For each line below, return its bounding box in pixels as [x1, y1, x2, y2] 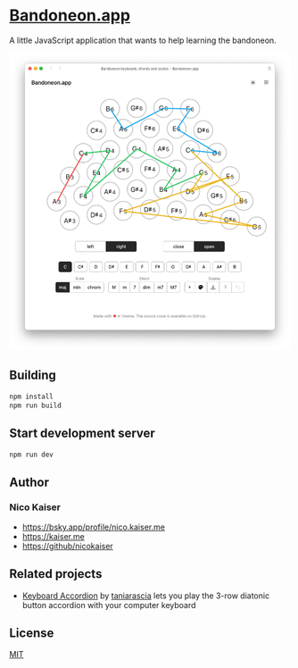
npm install [9, 392, 54, 402]
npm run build [9, 401, 62, 411]
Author [9, 474, 49, 489]
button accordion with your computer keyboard [21, 599, 196, 610]
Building [9, 367, 56, 382]
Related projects [9, 566, 103, 581]
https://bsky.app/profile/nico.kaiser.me [21, 522, 165, 532]
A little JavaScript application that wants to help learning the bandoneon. [9, 35, 277, 46]
